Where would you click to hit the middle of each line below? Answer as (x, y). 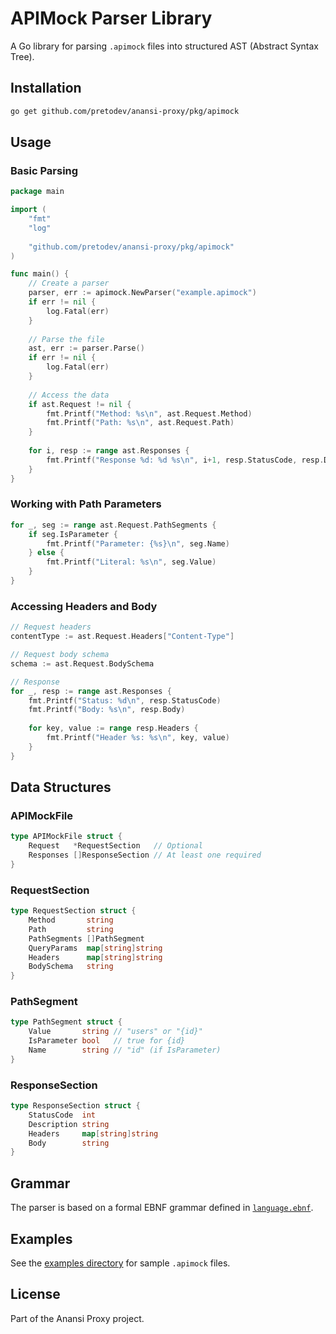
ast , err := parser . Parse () (86, 348)
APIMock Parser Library (111, 18)
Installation (46, 88)
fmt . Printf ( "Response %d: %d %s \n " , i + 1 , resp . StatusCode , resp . (185, 460)
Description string (69, 1124)
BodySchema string (71, 967)
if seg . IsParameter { (73, 534)
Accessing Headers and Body (84, 606)
